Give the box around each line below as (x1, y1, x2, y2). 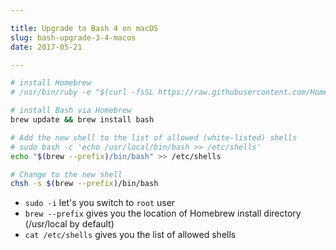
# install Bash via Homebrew (10, 106, 132, 116)
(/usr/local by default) (24, 218, 115, 230)
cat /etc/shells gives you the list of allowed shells (24, 229, 237, 241)
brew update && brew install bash (10, 115, 155, 125)
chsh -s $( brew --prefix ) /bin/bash (10, 179, 159, 189)
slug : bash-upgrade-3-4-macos (10, 32, 137, 43)
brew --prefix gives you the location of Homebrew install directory (24, 207, 302, 220)
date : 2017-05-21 (10, 42, 83, 52)
